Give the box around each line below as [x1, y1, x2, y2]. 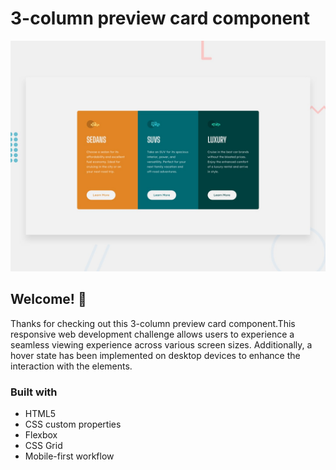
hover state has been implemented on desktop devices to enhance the [10, 349, 301, 361]
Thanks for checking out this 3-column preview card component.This [10, 317, 296, 329]
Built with [10, 385, 58, 399]
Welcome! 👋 [10, 291, 87, 308]
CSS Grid [24, 440, 63, 452]
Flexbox [24, 429, 58, 441]
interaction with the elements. [10, 360, 133, 372]
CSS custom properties [24, 418, 122, 431]
